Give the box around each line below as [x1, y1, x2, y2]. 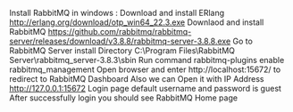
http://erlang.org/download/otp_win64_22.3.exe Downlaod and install [9, 17, 264, 28]
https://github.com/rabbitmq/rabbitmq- [47, 27, 192, 36]
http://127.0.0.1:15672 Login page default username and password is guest [9, 84, 281, 93]
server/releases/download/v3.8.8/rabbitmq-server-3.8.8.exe [9, 36, 231, 46]
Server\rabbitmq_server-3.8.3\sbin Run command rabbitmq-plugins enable [9, 55, 285, 65]
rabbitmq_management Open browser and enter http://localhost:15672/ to [9, 64, 281, 75]
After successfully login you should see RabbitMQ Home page [9, 92, 239, 103]
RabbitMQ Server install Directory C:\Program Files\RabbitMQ [9, 45, 235, 56]
